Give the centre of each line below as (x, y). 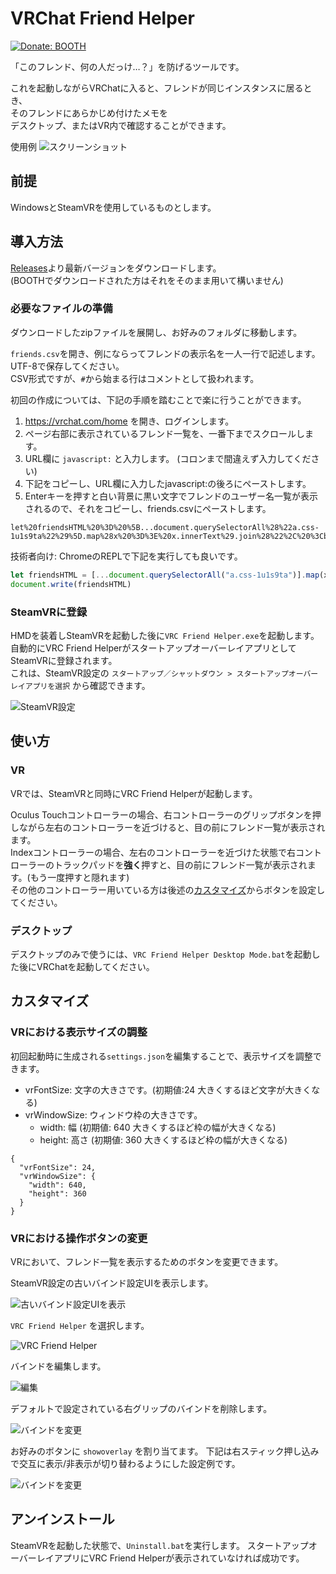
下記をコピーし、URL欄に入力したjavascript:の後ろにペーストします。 (168, 483)
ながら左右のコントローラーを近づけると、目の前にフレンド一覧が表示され (172, 827)
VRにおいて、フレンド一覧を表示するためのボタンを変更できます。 (147, 1261)
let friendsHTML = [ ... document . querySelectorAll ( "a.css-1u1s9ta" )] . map (165, 575)
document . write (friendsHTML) (71, 584)
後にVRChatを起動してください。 (86, 966)
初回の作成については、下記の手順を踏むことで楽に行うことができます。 (158, 399)
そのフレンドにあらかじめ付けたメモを (89, 113)
